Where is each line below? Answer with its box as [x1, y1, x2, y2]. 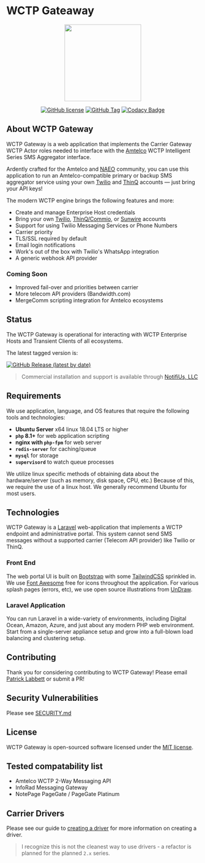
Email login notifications [15, 241, 76, 249]
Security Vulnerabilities [6, 693, 99, 703]
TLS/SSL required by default [15, 235, 87, 242]
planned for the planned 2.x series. [21, 849, 110, 857]
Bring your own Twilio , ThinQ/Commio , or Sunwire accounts [15, 215, 166, 222]
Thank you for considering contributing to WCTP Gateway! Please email [6, 668, 188, 676]
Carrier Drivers [6, 808, 65, 819]
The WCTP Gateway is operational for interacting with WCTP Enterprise [6, 330, 187, 338]
